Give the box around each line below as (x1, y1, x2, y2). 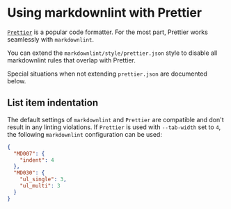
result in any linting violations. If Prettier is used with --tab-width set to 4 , (7, 123, 221, 131)
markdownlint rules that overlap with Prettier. (7, 56, 136, 64)
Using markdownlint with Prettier (7, 5, 202, 21)
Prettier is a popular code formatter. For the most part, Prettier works (7, 28, 209, 36)
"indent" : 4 (19, 156, 54, 164)
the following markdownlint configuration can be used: (7, 130, 162, 138)
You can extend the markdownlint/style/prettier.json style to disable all (7, 49, 218, 57)
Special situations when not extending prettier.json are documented (7, 69, 207, 78)
